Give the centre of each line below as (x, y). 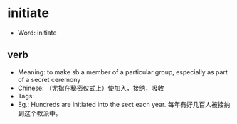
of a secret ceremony (49, 79)
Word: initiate (37, 33)
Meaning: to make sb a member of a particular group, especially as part (122, 72)
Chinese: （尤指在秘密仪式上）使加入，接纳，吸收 (91, 88)
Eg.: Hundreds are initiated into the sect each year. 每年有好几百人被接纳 (124, 104)
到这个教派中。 (39, 113)
